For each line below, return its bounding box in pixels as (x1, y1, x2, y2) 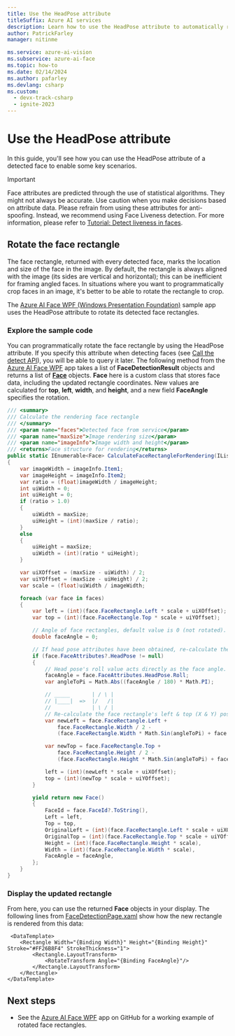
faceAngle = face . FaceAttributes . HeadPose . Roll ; (44, 672, 190, 679)
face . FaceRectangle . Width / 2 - (57, 723, 152, 731)
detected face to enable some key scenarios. (7, 162, 138, 170)
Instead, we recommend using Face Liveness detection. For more (36, 211, 225, 219)
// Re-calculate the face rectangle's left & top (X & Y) (44, 711, 218, 718)
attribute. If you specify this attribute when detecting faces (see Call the (7, 349, 215, 357)
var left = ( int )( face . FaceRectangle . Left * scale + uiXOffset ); (32, 608, 227, 615)
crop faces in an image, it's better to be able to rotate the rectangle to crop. (7, 287, 225, 295)
